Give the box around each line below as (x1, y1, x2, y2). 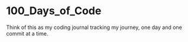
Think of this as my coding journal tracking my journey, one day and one (6, 24, 182, 31)
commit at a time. (6, 30, 48, 37)
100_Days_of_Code (6, 4, 102, 18)
